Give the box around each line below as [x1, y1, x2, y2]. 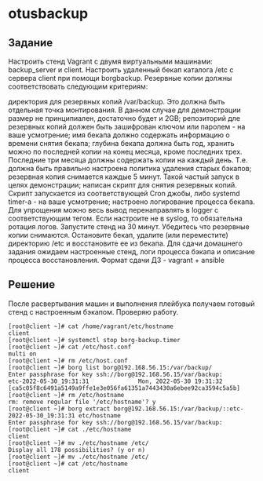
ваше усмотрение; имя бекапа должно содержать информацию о [8, 130, 230, 140]
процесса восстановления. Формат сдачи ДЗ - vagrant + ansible [8, 256, 225, 264]
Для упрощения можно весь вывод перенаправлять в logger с [8, 206, 219, 214]
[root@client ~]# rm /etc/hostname [8, 391, 125, 399]
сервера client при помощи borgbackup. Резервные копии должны [8, 74, 232, 82]
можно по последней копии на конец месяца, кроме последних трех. [8, 147, 243, 156]
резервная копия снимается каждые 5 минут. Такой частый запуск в [8, 172, 239, 181]
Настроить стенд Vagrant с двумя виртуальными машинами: [8, 56, 214, 66]
